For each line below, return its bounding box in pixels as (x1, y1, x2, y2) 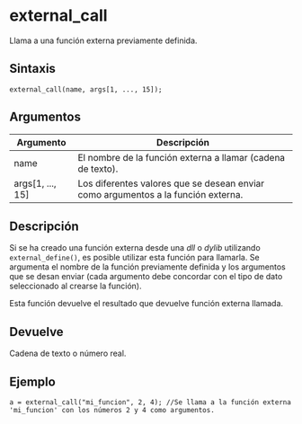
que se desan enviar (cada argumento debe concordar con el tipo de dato (9, 271, 283, 282)
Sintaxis (9, 61, 57, 76)
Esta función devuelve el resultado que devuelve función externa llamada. (9, 298, 284, 309)
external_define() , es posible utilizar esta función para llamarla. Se (9, 252, 260, 263)
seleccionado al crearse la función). (9, 280, 142, 292)
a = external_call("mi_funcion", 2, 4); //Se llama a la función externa (9, 398, 292, 407)
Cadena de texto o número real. (9, 348, 127, 359)
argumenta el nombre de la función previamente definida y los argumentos (9, 261, 286, 272)
